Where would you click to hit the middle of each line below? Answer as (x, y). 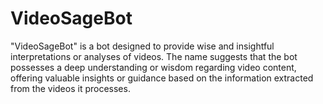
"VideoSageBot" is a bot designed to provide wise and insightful (142, 46)
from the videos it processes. (70, 88)
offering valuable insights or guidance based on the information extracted (162, 78)
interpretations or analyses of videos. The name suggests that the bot (154, 56)
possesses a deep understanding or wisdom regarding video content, (153, 67)
